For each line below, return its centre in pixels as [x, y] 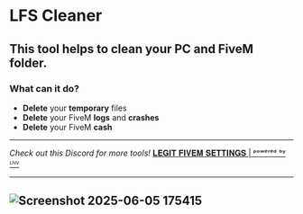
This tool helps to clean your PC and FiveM [132, 49]
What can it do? [44, 88]
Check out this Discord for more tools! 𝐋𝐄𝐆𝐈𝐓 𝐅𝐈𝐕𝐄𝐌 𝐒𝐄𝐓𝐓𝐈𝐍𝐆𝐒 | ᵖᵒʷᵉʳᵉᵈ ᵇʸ [148, 153]
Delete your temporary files [75, 108]
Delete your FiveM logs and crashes [91, 117]
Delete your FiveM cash [67, 127]
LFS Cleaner [56, 16]
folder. [28, 62]
